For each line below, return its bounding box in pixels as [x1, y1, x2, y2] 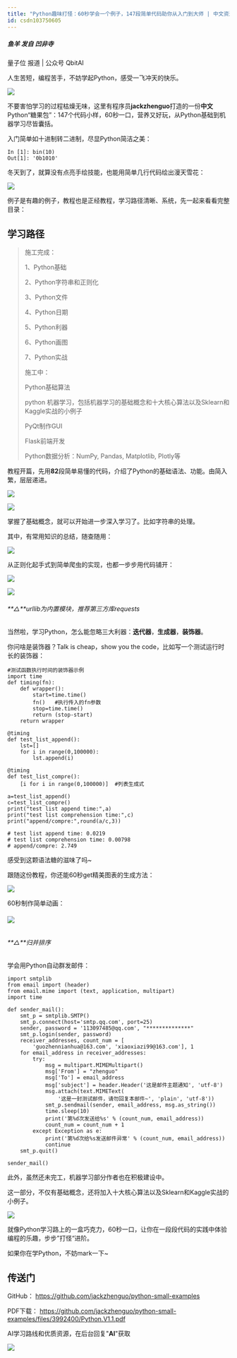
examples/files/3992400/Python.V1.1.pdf [7, 1315, 126, 1323]
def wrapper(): [20, 686, 65, 693]
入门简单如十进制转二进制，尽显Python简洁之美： [7, 135, 152, 143]
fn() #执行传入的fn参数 [32, 699, 102, 706]
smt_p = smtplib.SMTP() [20, 1013, 90, 1020]
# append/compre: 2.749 [7, 842, 78, 850]
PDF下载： [7, 1307, 39, 1316]
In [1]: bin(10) [7, 149, 55, 156]
